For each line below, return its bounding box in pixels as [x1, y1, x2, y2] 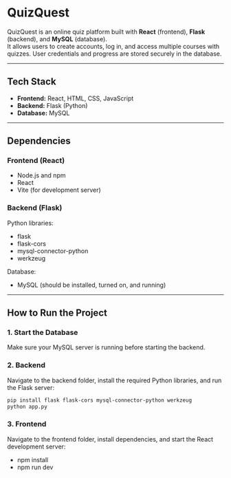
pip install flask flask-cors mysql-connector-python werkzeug [7, 397, 192, 404]
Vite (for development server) [16, 186, 101, 194]
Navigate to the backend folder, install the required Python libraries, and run [7, 376, 222, 384]
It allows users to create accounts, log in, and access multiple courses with [7, 42, 220, 50]
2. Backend [7, 360, 46, 370]
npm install [16, 455, 49, 464]
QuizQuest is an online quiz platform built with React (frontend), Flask [7, 28, 206, 36]
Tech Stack [7, 76, 56, 87]
